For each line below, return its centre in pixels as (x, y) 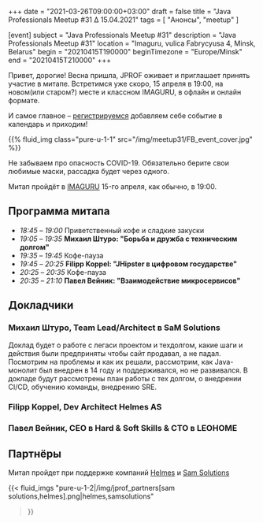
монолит (23, 370)
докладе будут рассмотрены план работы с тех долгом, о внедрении (125, 378)
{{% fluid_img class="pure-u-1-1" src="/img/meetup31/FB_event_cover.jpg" (131, 139)
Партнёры (35, 453)
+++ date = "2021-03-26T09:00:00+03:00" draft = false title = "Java (120, 11)
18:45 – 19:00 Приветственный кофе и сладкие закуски (112, 230)
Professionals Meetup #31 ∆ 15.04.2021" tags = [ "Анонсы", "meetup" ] (123, 20)
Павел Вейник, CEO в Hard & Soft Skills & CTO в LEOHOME (123, 428)
